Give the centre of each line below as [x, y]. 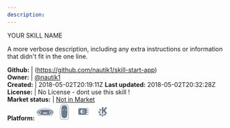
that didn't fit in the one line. [48, 56]
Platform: [21, 118]
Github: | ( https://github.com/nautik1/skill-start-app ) [82, 70]
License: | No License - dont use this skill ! [69, 92]
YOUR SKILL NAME [35, 35]
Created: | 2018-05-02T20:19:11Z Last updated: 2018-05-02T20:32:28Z [112, 84]
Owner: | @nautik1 [34, 77]
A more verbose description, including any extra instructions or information [115, 49]
